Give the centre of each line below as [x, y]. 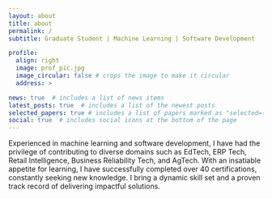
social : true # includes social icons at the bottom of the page [123, 121]
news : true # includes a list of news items [86, 98]
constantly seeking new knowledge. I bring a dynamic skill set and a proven [134, 178]
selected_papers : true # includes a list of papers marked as [115, 113]
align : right [38, 61]
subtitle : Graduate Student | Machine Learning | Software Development [132, 38]
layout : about [32, 16]
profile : [23, 53]
